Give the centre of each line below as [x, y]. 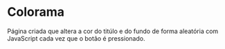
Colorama [36, 12]
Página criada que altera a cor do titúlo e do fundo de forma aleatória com [113, 31]
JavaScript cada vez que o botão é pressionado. [76, 38]
